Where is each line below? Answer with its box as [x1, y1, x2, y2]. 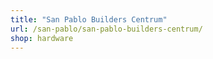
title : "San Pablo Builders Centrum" [10, 14, 168, 25]
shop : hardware [10, 33, 74, 43]
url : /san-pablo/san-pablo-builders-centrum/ [10, 24, 203, 34]
